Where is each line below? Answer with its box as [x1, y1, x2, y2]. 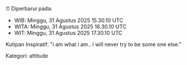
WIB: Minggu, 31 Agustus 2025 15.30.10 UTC [14, 17, 123, 24]
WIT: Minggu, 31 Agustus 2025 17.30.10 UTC [14, 30, 123, 36]
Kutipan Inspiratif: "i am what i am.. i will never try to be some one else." [5, 41, 182, 48]
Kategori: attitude [5, 53, 48, 59]
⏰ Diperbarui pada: [5, 5, 53, 12]
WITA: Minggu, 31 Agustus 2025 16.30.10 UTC [14, 23, 127, 30]
